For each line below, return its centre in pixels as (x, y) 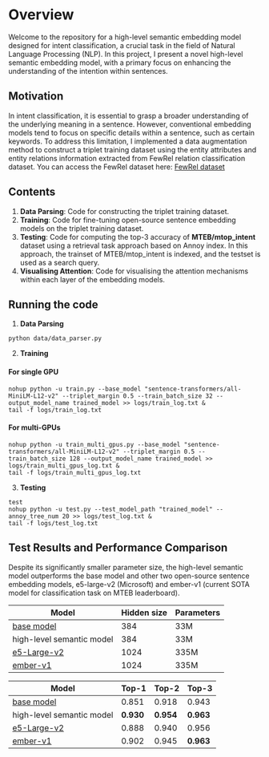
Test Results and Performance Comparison (118, 548)
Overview (41, 15)
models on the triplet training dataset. (82, 228)
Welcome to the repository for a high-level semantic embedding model (125, 37)
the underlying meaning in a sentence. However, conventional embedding (130, 124)
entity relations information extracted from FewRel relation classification (127, 158)
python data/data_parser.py (55, 338)
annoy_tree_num (34, 516)
